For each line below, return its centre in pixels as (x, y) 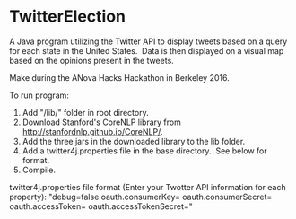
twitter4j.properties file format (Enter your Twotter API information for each (148, 187)
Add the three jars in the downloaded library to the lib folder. (134, 141)
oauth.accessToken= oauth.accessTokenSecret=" (101, 206)
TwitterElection (67, 17)
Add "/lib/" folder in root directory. (86, 112)
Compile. (39, 170)
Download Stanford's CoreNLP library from (101, 122)
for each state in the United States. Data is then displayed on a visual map (147, 50)
